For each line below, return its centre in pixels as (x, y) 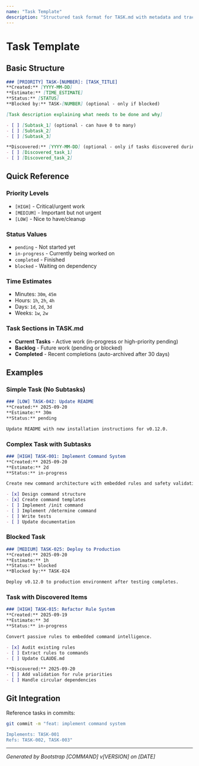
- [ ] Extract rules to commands (47, 653)
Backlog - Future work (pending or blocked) (68, 348)
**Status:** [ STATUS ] (33, 98)
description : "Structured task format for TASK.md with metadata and (94, 17)
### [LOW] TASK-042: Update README (50, 402)
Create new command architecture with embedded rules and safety (88, 483)
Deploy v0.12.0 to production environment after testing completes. (92, 582)
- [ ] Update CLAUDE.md (36, 658)
